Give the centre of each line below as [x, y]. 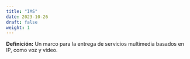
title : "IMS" [22, 11]
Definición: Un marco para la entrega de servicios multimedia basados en [95, 44]
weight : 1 [18, 27]
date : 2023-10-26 [27, 17]
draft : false [22, 22]
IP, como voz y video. [32, 50]
